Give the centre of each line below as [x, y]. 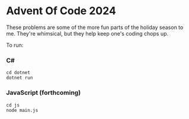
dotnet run [20, 78]
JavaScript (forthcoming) [44, 93]
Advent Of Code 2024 [61, 11]
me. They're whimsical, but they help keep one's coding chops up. [87, 33]
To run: [15, 45]
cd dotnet [18, 73]
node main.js [22, 110]
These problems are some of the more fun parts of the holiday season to [95, 27]
